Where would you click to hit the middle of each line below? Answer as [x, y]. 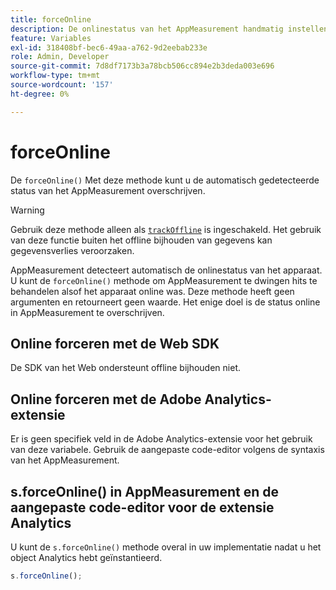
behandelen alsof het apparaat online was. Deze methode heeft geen [152, 291]
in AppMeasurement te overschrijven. [87, 312]
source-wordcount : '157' [62, 85]
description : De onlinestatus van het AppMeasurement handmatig [147, 29]
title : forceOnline [51, 19]
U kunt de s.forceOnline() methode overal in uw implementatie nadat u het [166, 547]
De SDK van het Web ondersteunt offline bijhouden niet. [125, 368]
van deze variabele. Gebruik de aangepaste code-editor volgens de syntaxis [167, 450]
